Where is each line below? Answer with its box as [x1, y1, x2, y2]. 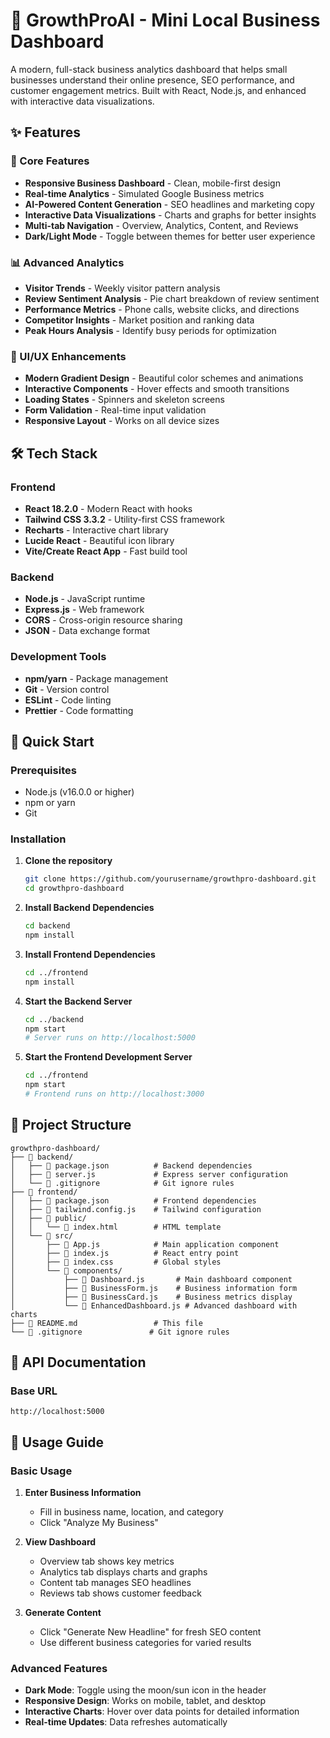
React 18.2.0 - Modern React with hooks [24, 502, 193, 514]
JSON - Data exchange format [24, 625, 150, 637]
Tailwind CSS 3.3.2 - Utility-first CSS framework [24, 513, 225, 525]
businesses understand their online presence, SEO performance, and [10, 74, 295, 86]
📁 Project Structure [10, 1117, 132, 1134]
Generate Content [24, 1607, 102, 1619]
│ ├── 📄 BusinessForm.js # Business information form [10, 1283, 298, 1293]
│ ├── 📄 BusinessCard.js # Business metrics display [10, 1292, 293, 1302]
